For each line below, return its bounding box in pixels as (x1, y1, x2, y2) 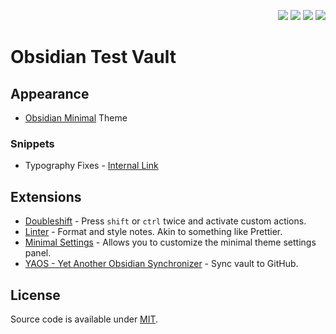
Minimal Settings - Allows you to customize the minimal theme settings (24, 236, 317, 249)
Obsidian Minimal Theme (24, 112, 128, 124)
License (10, 286, 61, 304)
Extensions (10, 188, 82, 205)
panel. (24, 247, 52, 259)
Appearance (10, 85, 90, 102)
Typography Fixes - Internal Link (24, 160, 159, 172)
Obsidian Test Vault (10, 46, 177, 69)
